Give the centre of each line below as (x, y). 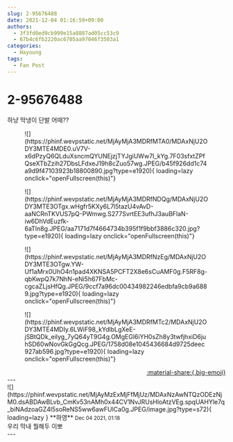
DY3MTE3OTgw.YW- (54, 264)
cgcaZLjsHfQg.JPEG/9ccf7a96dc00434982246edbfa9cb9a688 (116, 286)
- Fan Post (29, 65)
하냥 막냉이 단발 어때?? (38, 120)
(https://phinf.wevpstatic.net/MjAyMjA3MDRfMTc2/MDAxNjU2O (116, 322)
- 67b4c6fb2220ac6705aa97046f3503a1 (66, 40)
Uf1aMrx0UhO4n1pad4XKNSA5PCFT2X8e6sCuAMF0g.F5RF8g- (116, 271)
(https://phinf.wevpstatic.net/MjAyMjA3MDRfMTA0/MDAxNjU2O (116, 141)
